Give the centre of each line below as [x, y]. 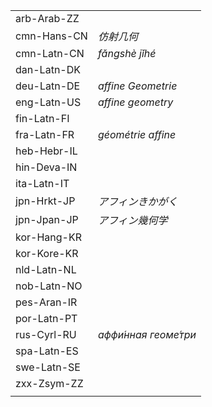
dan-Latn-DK [48, 69]
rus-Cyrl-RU [46, 334]
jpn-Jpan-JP [47, 219]
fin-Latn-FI [42, 118]
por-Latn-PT [46, 318]
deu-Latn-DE [48, 86]
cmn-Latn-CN [50, 53]
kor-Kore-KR [47, 253]
